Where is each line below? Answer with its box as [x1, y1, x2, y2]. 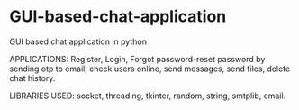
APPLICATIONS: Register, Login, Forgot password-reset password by [9, 53, 266, 64]
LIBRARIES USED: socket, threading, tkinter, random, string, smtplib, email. [9, 90, 286, 101]
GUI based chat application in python [9, 36, 147, 47]
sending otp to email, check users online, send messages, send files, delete [9, 63, 291, 74]
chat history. [9, 72, 56, 83]
